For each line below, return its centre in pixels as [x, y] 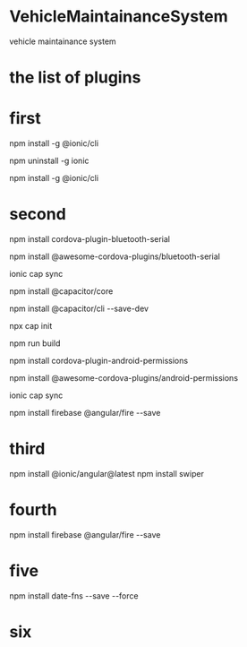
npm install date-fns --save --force [74, 595]
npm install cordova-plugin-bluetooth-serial [90, 239]
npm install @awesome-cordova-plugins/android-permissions [124, 378]
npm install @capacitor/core [61, 291]
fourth [33, 510]
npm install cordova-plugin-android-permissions [99, 361]
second [38, 215]
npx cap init [31, 326]
